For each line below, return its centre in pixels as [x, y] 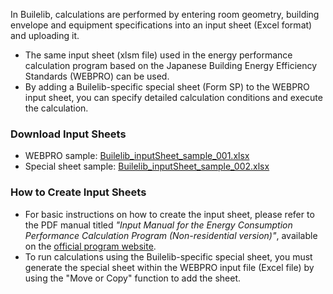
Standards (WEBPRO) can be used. [97, 76]
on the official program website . [90, 246]
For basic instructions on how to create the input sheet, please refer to [169, 214]
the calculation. [56, 108]
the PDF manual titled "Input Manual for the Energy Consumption [158, 225]
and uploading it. [45, 35]
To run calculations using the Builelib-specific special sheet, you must [168, 256]
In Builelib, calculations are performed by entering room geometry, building [165, 14]
